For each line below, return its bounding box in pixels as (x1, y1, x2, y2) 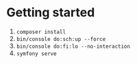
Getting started (6, 5, 95, 20)
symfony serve (16, 50, 57, 57)
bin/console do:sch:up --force (16, 35, 106, 42)
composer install (16, 29, 66, 35)
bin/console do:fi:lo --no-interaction (16, 43, 131, 50)
